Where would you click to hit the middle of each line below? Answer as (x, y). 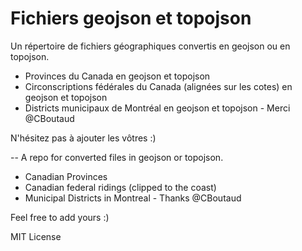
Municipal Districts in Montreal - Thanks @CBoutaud (133, 198)
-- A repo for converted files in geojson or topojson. (117, 157)
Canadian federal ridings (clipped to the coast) (120, 187)
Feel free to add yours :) (60, 217)
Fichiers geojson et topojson (131, 18)
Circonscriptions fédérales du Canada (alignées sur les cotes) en (158, 86)
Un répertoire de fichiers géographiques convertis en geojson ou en (150, 46)
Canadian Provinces (66, 176)
